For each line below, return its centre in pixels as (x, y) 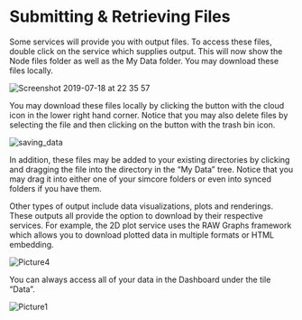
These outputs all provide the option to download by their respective (136, 215)
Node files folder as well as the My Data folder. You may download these (144, 61)
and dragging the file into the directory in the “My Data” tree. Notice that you (151, 169)
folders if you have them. (55, 188)
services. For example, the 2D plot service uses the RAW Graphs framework (151, 225)
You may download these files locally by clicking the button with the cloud (147, 105)
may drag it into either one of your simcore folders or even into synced (141, 179)
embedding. (32, 244)
